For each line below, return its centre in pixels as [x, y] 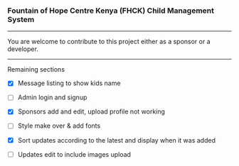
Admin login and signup [52, 97]
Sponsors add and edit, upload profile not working [91, 111]
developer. [23, 49]
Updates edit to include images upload [74, 154]
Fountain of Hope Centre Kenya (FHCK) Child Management [111, 11]
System [21, 19]
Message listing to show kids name [69, 83]
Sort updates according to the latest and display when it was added [116, 140]
